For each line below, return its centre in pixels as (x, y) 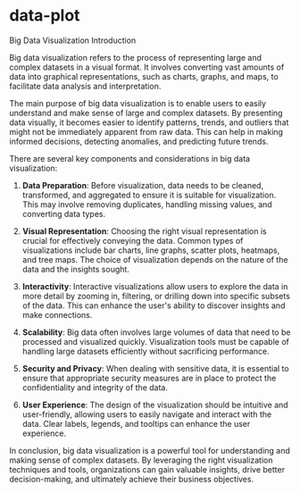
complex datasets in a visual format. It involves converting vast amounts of (147, 67)
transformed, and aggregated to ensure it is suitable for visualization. (149, 195)
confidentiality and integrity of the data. (95, 387)
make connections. (57, 314)
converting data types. (64, 213)
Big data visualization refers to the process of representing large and (135, 57)
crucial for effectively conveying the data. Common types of (133, 240)
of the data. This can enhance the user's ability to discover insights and (154, 305)
